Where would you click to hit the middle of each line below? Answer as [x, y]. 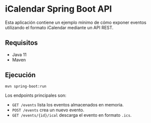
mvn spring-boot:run [26, 86]
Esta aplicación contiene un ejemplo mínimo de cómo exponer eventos [76, 22]
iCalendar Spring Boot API [59, 9]
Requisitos [21, 43]
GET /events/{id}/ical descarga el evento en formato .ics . [72, 115]
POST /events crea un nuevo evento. [48, 110]
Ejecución [20, 75]
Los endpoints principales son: [36, 95]
